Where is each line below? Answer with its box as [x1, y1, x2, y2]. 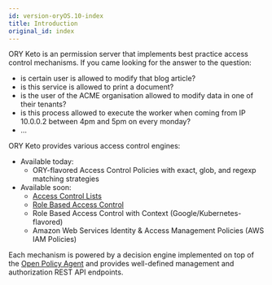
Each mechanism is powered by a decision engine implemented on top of [8, 250, 255, 260]
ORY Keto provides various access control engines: [8, 141, 181, 151]
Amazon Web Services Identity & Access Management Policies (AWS [32, 226, 265, 235]
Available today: [20, 157, 74, 166]
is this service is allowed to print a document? [20, 82, 174, 92]
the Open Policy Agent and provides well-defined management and [8, 259, 235, 269]
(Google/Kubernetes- [169, 209, 242, 218]
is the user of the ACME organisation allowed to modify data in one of [20, 91, 254, 101]
